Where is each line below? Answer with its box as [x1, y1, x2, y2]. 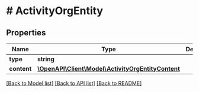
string [37, 55, 55, 63]
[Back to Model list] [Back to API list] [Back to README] [6, 80, 142, 87]
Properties [6, 28, 46, 38]
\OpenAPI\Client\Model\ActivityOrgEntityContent [37, 65, 181, 73]
